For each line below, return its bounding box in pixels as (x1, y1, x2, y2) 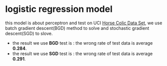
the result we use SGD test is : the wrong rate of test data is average (12, 51, 153, 57)
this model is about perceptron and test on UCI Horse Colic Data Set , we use (5, 20, 163, 26)
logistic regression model (5, 3, 113, 15)
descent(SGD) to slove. (5, 30, 53, 36)
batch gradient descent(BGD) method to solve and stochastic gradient (5, 25, 150, 31)
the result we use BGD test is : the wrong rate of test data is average (12, 40, 153, 46)
